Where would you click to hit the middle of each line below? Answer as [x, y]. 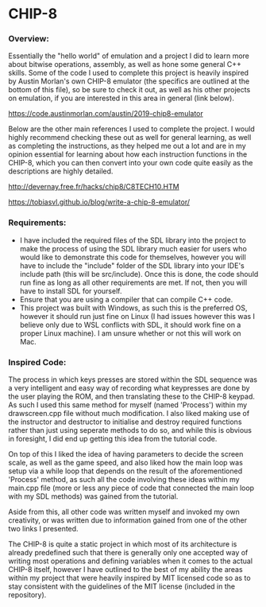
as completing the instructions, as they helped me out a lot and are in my [127, 146]
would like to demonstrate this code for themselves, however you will [133, 257]
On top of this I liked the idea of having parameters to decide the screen [126, 454]
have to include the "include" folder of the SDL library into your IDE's [132, 265]
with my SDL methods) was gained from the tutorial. [93, 496]
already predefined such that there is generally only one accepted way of [128, 553]
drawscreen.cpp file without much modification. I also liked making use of [129, 414]
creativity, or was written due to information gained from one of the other [128, 520]
